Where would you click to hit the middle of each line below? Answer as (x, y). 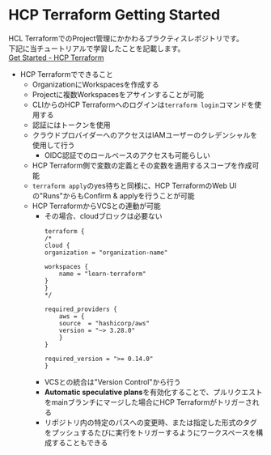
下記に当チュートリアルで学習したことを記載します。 (97, 48)
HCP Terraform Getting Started (114, 15)
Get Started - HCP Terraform (56, 57)
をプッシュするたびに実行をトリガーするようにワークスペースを (150, 432)
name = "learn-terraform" (103, 274)
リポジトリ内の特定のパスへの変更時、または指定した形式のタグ (150, 422)
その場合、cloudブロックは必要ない (104, 215)
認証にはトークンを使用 (71, 125)
